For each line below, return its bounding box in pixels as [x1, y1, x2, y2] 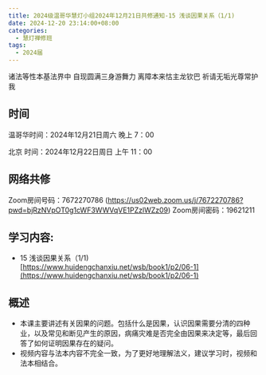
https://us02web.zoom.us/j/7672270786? [107, 195, 244, 204]
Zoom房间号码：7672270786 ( [8, 195, 108, 204]
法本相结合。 [19, 358, 62, 368]
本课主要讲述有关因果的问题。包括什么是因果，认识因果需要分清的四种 [19, 318, 251, 328]
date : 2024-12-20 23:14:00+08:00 [8, 19, 119, 27]
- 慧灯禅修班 [15, 34, 53, 42]
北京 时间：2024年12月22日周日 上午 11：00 [8, 147, 153, 156]
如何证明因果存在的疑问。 [33, 338, 118, 348]
